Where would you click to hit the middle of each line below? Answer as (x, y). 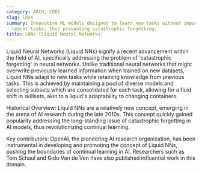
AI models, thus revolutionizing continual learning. (68, 127)
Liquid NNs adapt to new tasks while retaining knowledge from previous (95, 77)
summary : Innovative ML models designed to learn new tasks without (94, 23)
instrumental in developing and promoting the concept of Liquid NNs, (92, 145)
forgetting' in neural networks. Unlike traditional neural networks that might (99, 64)
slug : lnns (20, 17)
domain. (16, 165)
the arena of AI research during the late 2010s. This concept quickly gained (99, 115)
